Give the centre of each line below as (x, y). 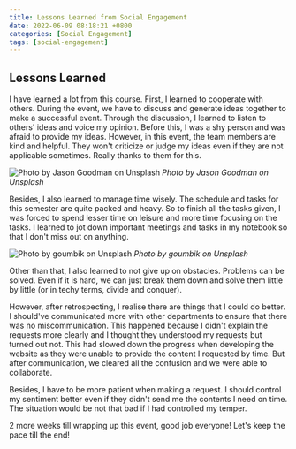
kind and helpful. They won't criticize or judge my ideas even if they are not (147, 146)
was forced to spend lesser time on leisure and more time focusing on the (144, 218)
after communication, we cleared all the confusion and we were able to (138, 363)
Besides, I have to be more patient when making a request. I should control (145, 390)
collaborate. (31, 373)
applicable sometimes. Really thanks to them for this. (105, 156)
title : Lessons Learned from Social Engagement (99, 17)
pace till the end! (40, 435)
